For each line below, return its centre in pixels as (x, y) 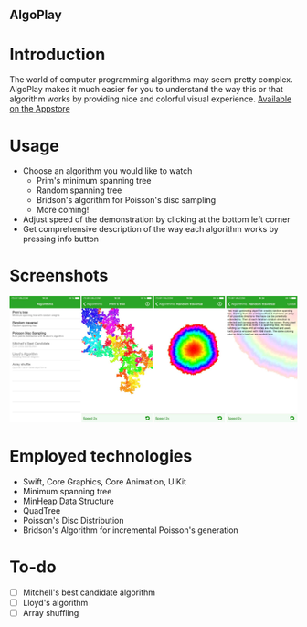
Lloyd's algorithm (55, 603)
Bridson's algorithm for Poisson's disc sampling (126, 200)
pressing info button (60, 239)
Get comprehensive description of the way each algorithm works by (150, 229)
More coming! (63, 210)
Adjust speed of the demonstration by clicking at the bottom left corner (156, 219)
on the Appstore (40, 109)
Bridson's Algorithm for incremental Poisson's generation (131, 530)
